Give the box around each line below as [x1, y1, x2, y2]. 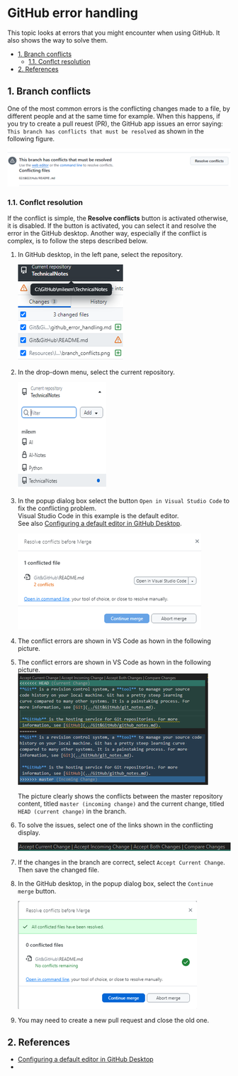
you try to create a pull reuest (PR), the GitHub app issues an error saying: [7, 119, 223, 128]
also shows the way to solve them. [7, 35, 108, 44]
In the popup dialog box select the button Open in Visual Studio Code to [17, 496, 230, 505]
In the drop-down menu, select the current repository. [17, 368, 175, 376]
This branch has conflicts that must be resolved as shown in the [7, 126, 204, 136]
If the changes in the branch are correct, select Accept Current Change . [17, 857, 225, 867]
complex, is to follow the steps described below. [7, 236, 148, 245]
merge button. [17, 886, 57, 895]
